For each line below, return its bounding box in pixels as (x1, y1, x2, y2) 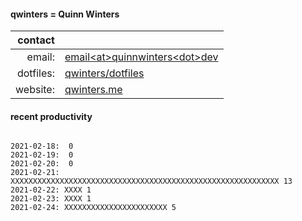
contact (17, 33, 55, 47)
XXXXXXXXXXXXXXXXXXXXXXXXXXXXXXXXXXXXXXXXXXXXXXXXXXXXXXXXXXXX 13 (10, 176, 293, 187)
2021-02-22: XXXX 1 (10, 185, 92, 195)
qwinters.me (64, 83, 123, 97)
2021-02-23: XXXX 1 (10, 194, 92, 204)
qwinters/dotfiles (64, 66, 145, 80)
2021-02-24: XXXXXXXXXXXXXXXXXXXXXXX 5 (10, 203, 177, 213)
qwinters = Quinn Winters (10, 8, 120, 20)
